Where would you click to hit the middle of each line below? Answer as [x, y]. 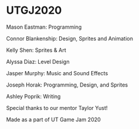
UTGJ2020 [34, 10]
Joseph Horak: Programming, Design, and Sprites [67, 85]
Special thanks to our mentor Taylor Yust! [57, 107]
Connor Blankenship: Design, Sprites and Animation [69, 38]
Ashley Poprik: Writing [33, 96]
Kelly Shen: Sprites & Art [36, 50]
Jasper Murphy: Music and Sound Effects [57, 73]
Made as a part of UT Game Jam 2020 [54, 119]
